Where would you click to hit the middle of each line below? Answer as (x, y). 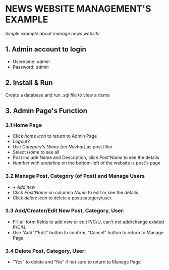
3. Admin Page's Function (46, 111)
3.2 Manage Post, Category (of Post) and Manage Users (75, 176)
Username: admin (31, 62)
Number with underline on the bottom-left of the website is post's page (86, 163)
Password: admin (31, 67)
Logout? (21, 141)
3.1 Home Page (23, 125)
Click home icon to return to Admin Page (55, 136)
